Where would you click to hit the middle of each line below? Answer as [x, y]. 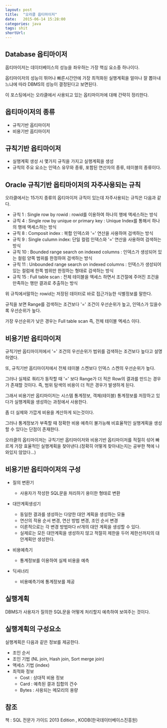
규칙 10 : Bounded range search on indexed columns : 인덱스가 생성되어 [84, 252]
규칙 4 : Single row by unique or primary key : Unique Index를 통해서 [82, 221]
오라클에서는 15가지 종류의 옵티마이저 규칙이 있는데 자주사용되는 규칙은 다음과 [81, 198]
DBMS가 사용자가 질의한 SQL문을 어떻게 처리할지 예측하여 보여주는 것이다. [78, 612]
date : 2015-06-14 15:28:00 [35, 19]
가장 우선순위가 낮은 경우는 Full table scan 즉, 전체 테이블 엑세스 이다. [73, 321]
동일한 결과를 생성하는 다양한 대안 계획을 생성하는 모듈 [73, 514]
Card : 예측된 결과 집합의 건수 [49, 684]
